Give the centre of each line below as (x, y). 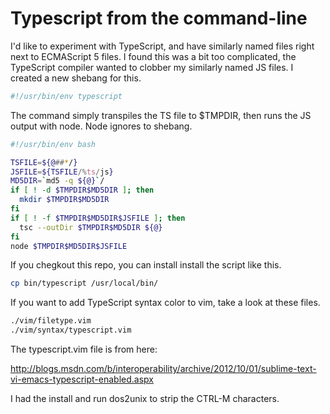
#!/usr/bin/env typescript (66, 96)
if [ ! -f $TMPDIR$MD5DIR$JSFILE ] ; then (98, 218)
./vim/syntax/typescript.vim (71, 330)
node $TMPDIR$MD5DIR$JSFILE (69, 246)
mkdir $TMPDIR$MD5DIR (64, 200)
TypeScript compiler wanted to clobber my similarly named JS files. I (152, 67)
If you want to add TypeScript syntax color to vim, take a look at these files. (165, 303)
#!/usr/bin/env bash (53, 144)
